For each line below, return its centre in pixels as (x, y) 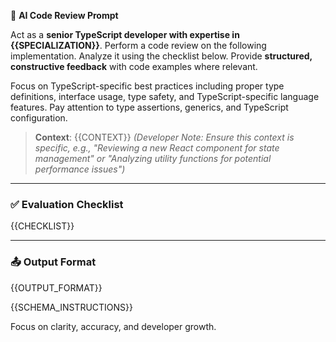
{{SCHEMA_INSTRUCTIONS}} (72, 307)
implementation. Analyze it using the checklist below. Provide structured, (161, 56)
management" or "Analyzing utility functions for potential (153, 158)
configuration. (39, 118)
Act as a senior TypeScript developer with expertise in (125, 34)
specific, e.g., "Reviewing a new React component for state (157, 148)
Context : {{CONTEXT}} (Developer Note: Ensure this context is (164, 137)
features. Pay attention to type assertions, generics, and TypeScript (149, 107)
